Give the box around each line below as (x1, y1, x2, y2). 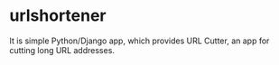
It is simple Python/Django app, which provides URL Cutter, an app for (9, 35, 270, 46)
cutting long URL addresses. (9, 44, 116, 55)
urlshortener (9, 5, 107, 26)
